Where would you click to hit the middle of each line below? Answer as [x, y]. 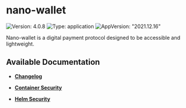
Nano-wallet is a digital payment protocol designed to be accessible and [93, 37]
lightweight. [20, 44]
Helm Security [32, 99]
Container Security [38, 88]
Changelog [28, 76]
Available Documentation [53, 62]
